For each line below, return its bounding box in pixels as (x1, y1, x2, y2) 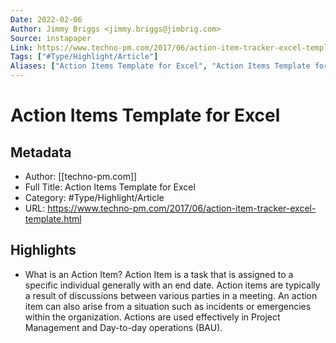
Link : (10, 42, 33, 53)
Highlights (10, 242, 77, 259)
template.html (24, 213, 82, 225)
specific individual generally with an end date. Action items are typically (24, 279, 321, 291)
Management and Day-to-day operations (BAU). (24, 321, 223, 333)
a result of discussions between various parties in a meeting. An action (24, 289, 318, 301)
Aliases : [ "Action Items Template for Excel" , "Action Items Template (10, 61, 311, 71)
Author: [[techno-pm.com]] (24, 171, 138, 182)
